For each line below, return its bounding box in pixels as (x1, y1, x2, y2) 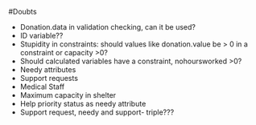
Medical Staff (19, 82, 65, 91)
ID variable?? (19, 31, 64, 40)
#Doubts (8, 7, 38, 16)
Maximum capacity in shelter (19, 91, 117, 99)
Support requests (19, 74, 79, 83)
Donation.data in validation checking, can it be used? (19, 22, 196, 31)
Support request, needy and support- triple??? (19, 107, 175, 117)
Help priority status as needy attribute (19, 99, 147, 108)
